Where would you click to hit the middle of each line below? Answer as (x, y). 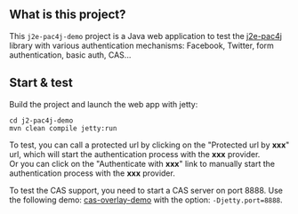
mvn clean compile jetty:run (63, 128)
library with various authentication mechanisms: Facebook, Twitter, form (141, 45)
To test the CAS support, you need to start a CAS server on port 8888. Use (146, 190)
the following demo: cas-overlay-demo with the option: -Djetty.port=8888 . (146, 200)
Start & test (41, 83)
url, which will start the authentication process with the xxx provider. (135, 154)
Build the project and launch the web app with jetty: (104, 104)
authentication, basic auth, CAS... (70, 55)
